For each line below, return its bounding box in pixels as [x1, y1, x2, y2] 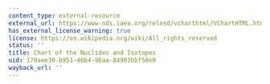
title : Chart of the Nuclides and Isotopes [8, 49, 157, 57]
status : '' [8, 42, 45, 50]
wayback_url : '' [8, 64, 63, 72]
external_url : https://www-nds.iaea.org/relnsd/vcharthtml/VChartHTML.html [8, 19, 268, 27]
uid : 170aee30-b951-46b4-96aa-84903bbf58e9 [8, 57, 157, 65]
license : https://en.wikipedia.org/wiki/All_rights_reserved [8, 34, 218, 42]
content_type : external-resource [8, 11, 121, 20]
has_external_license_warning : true [8, 26, 131, 34]
